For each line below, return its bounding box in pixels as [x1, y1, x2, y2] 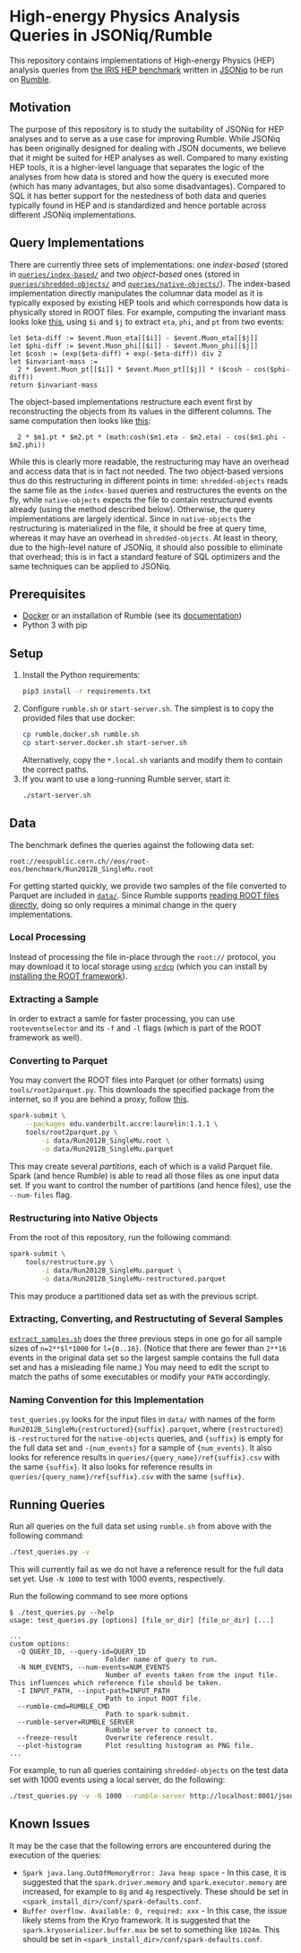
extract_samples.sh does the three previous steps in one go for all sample [9, 1332, 282, 1344]
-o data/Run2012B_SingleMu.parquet [41, 1144, 175, 1153]
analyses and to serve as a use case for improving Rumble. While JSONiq [9, 133, 280, 144]
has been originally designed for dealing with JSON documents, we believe [9, 142, 287, 153]
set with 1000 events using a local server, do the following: [9, 1774, 226, 1785]
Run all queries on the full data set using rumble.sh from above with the [9, 1520, 272, 1531]
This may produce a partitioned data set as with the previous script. [9, 1290, 259, 1301]
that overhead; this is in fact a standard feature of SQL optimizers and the [9, 551, 280, 561]
